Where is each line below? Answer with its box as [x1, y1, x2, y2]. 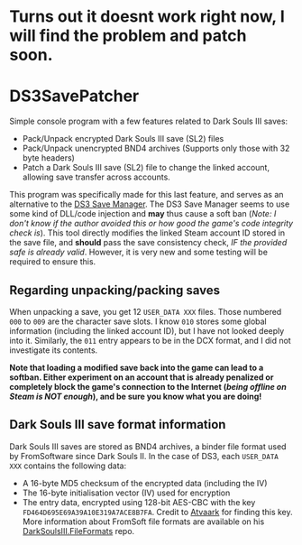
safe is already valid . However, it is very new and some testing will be [9, 246, 269, 258]
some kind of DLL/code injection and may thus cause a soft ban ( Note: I [9, 208, 277, 219]
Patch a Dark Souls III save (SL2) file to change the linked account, [22, 162, 270, 173]
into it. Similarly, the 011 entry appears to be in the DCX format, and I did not [9, 335, 291, 346]
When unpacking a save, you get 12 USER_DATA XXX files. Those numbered [9, 306, 282, 317]
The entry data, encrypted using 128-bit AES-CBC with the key [22, 496, 256, 507]
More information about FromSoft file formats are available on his [22, 516, 265, 527]
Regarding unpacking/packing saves [9, 282, 221, 298]
